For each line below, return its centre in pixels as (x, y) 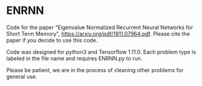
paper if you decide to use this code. (52, 40)
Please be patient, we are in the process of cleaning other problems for (95, 70)
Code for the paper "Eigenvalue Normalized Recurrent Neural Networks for (100, 27)
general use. (22, 76)
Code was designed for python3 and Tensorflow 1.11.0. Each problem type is (101, 51)
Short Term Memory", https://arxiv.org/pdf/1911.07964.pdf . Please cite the (98, 33)
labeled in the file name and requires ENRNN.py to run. (74, 58)
